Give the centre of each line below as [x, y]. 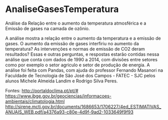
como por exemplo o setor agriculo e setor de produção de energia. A [77, 65]
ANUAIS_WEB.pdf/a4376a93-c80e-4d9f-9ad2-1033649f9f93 [69, 112]
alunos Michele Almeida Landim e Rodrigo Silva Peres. [62, 81]
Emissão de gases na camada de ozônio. [48, 28]
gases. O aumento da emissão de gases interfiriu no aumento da [72, 43]
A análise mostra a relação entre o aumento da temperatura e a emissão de [83, 38]
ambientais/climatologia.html [35, 101]
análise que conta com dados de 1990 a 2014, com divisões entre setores [81, 59]
